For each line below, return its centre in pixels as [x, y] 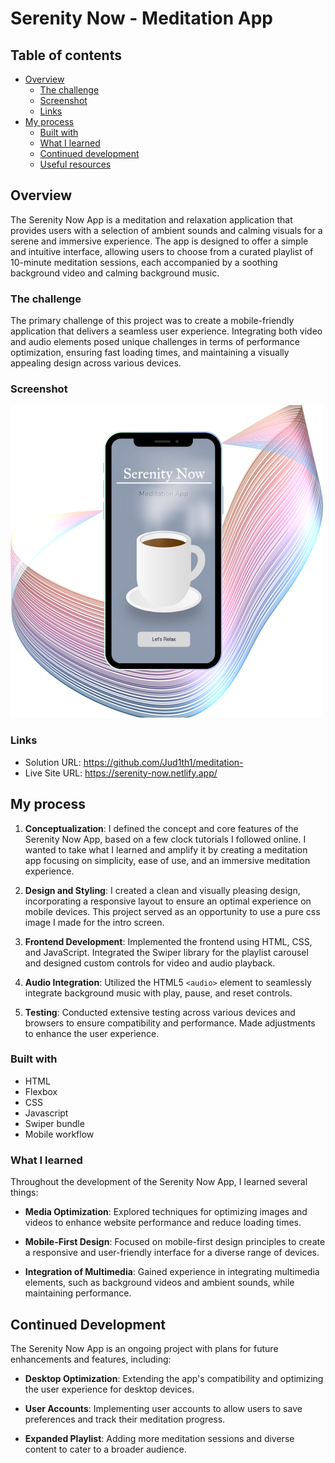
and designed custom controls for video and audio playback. [150, 963]
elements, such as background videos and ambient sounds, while [159, 1283]
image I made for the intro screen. [94, 922]
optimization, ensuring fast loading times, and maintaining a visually [150, 353]
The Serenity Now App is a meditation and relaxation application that [151, 219]
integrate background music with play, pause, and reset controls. [158, 993]
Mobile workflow [59, 1134]
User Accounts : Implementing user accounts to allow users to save [163, 1408]
